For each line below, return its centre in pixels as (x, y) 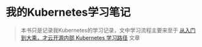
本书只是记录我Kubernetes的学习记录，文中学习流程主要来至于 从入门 (108, 30)
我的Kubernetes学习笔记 (68, 12)
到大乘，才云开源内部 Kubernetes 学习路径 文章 (80, 37)
